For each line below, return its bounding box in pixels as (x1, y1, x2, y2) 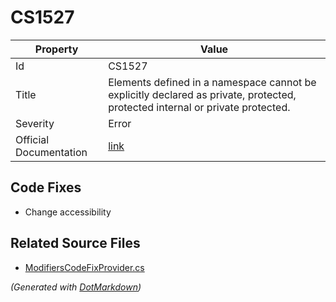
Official (15, 132, 50, 146)
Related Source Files (10, 235, 141, 252)
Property (34, 42, 79, 56)
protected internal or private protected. (108, 100, 291, 114)
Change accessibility (24, 206, 112, 218)
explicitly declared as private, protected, (108, 87, 297, 101)
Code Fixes (10, 179, 82, 196)
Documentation (15, 145, 88, 159)
